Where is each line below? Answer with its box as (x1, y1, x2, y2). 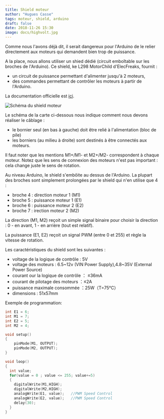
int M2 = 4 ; (5, 323, 29, 328)
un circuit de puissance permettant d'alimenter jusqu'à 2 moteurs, (12, 73, 145, 79)
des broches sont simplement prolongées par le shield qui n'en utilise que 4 (5, 178, 158, 183)
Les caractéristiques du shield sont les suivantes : (5, 247, 106, 252)
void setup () (5, 332, 32, 337)
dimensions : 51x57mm (12, 291, 58, 296)
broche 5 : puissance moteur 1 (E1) (12, 197, 82, 203)
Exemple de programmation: (5, 300, 62, 305)
